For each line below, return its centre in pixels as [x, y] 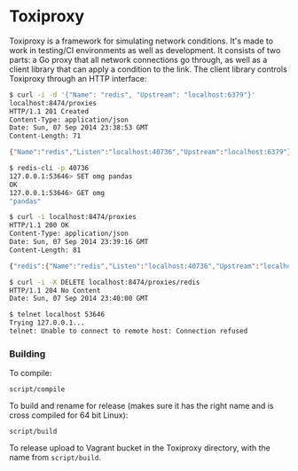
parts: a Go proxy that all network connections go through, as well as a [138, 59]
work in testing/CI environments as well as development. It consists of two [145, 50]
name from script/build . [55, 458]
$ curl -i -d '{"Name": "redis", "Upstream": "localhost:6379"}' [132, 95]
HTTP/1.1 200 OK [39, 225]
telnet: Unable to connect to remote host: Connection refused [129, 331]
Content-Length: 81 [45, 250]
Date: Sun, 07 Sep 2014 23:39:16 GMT [79, 242]
